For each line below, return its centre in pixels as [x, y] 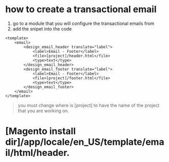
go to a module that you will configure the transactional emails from [83, 23]
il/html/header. [37, 153]
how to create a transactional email [81, 9]
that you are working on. [43, 111]
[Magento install [41, 131]
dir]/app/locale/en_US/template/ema [85, 142]
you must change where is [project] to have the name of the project [89, 105]
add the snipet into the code [42, 28]
